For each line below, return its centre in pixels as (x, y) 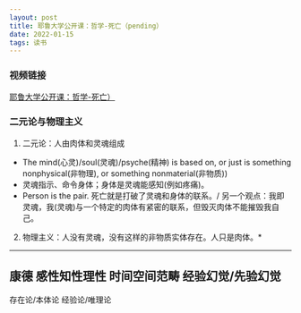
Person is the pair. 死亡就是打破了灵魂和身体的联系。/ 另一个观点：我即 (153, 195)
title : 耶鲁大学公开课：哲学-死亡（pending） (86, 26)
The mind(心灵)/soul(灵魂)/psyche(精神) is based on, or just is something (157, 162)
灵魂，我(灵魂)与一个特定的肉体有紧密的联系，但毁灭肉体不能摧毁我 (147, 207)
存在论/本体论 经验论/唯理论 (60, 300)
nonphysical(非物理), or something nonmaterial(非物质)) (125, 173)
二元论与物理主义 (46, 122)
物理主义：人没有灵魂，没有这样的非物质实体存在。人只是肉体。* (142, 237)
